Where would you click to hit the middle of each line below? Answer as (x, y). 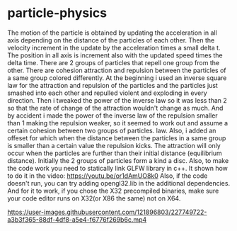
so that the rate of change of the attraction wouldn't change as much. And (115, 108)
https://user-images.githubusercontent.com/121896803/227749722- (107, 212)
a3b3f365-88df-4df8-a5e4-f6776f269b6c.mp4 (77, 219)
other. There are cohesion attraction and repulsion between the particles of (117, 70)
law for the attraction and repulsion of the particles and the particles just (112, 85)
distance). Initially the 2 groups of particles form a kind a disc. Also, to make (118, 160)
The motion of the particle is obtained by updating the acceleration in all (112, 33)
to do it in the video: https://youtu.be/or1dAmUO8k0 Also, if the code (108, 176)
